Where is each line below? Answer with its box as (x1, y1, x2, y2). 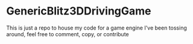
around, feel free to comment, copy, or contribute (6, 30, 129, 37)
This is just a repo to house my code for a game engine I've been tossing (6, 24, 187, 31)
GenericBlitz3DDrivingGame (6, 4, 152, 18)
